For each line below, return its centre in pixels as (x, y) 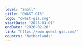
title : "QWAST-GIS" (25, 14)
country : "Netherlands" (29, 36)
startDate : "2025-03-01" (30, 23)
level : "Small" (20, 9)
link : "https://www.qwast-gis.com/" (42, 32)
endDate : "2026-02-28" (28, 27)
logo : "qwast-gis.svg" (28, 18)
